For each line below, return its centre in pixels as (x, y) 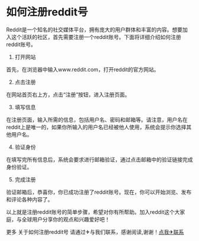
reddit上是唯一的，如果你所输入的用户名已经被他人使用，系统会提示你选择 (96, 127)
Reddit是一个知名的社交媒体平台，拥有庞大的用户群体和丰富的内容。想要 (94, 30)
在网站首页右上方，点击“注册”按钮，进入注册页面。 (68, 95)
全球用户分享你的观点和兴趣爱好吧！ (66, 219)
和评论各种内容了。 (30, 199)
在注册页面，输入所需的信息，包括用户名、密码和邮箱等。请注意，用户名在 (97, 119)
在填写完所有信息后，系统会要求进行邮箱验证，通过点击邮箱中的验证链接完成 (99, 159)
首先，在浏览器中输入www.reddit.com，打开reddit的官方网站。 (83, 69)
